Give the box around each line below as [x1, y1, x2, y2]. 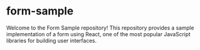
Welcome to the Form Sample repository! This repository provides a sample [6, 24, 195, 31]
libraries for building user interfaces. [6, 37, 97, 44]
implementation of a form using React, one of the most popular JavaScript [6, 30, 191, 37]
